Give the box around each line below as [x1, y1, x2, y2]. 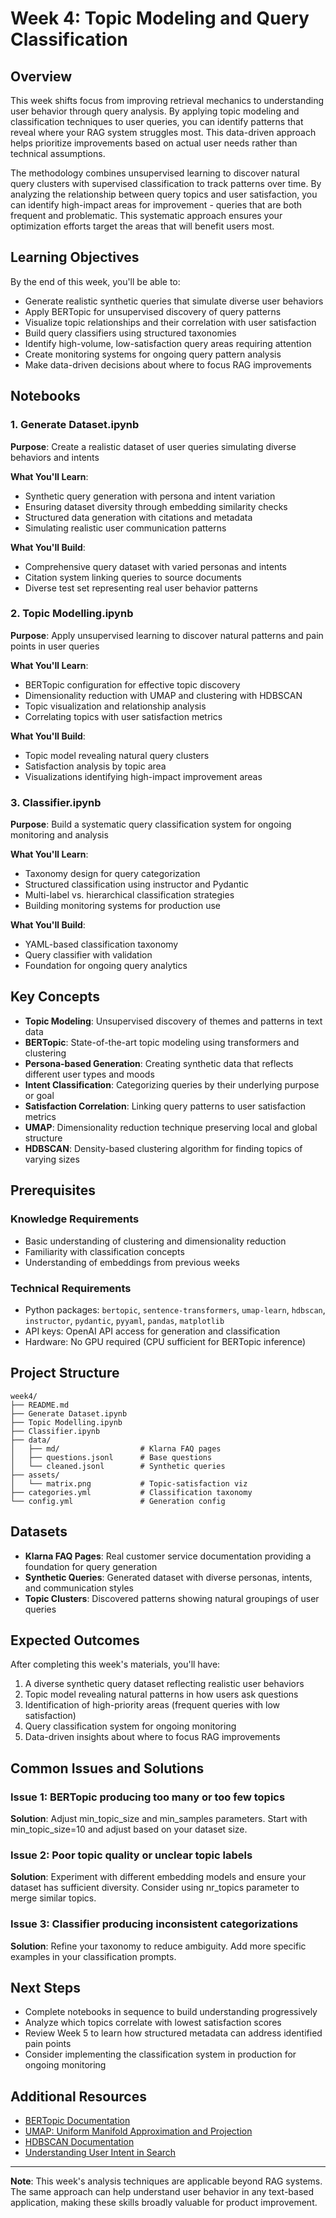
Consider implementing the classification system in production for [24, 2048, 297, 2061]
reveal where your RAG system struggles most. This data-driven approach [10, 127, 317, 138]
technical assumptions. [10, 148, 106, 159]
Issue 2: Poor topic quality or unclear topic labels [10, 1848, 253, 1862]
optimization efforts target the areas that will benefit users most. [10, 220, 275, 232]
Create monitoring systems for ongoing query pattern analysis [24, 348, 282, 360]
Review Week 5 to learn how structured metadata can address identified [24, 2027, 323, 2039]
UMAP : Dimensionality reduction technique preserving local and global [24, 1121, 318, 1133]
